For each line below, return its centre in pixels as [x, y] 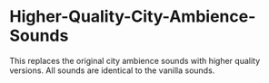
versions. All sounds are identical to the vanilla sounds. [112, 70]
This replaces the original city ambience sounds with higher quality [135, 60]
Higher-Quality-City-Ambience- [133, 17]
